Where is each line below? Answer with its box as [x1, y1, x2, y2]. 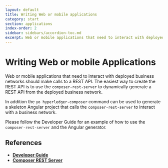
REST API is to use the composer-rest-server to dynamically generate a [5, 83, 151, 90]
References [5, 139, 42, 147]
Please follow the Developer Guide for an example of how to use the [5, 119, 145, 125]
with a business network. [5, 109, 57, 115]
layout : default [5, 7, 39, 12]
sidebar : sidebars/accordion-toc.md [5, 30, 81, 35]
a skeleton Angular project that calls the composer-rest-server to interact [5, 104, 155, 110]
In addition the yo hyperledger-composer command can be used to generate [5, 98, 161, 105]
